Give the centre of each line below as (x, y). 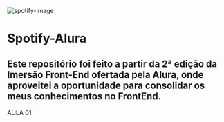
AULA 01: (20, 113)
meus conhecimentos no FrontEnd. (84, 96)
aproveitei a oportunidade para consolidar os (106, 85)
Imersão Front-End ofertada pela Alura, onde (105, 75)
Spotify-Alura (47, 39)
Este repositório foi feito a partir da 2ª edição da (112, 64)
